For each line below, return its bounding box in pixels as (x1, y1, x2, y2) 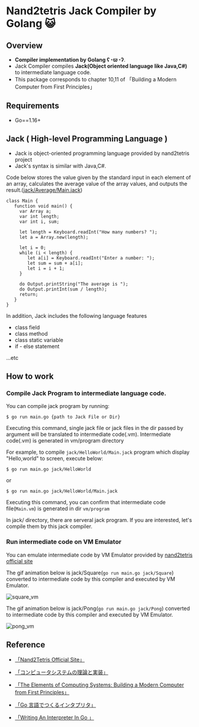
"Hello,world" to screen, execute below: (6, 455, 104, 462)
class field (14, 324, 40, 331)
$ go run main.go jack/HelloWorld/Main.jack (6, 488, 118, 494)
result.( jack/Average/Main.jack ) (6, 186, 83, 194)
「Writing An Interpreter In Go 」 (14, 714, 95, 721)
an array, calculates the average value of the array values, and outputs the (6, 180, 188, 187)
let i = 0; (19, 245, 46, 251)
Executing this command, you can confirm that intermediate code (6, 499, 166, 506)
